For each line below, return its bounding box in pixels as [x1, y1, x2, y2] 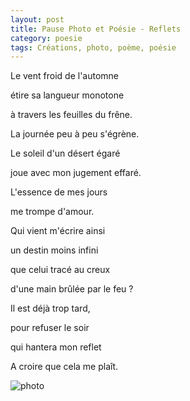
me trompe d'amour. [10, 206, 95, 218]
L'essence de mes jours [10, 186, 108, 198]
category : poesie [10, 33, 83, 43]
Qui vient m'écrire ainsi [10, 225, 106, 237]
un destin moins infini [10, 244, 99, 256]
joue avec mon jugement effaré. [10, 167, 142, 179]
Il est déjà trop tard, [10, 302, 91, 315]
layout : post [10, 14, 65, 25]
